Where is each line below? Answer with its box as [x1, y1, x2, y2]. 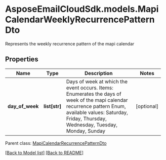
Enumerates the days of [66, 90, 122, 97]
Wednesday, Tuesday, [66, 121, 118, 128]
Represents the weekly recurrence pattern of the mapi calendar [5, 40, 134, 46]
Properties [5, 55, 39, 64]
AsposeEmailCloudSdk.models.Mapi [5, 3, 159, 15]
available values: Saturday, [66, 109, 128, 116]
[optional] [135, 103, 159, 110]
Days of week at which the [66, 78, 127, 85]
